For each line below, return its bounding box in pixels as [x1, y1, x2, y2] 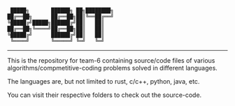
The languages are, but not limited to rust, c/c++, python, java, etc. [7, 77, 200, 85]
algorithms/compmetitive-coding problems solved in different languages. [7, 64, 218, 72]
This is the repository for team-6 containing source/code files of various [7, 56, 215, 64]
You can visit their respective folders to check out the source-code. [7, 91, 202, 99]
